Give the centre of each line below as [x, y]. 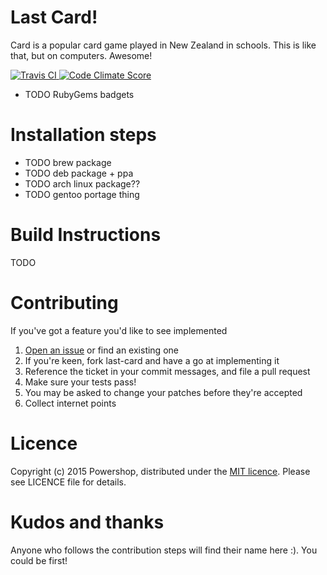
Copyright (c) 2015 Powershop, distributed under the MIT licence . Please [160, 471]
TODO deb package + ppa [79, 173]
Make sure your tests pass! [80, 382]
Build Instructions [86, 235]
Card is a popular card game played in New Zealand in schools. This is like [163, 45]
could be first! [39, 560]
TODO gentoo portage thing [82, 194]
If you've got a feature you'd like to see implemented [119, 330]
